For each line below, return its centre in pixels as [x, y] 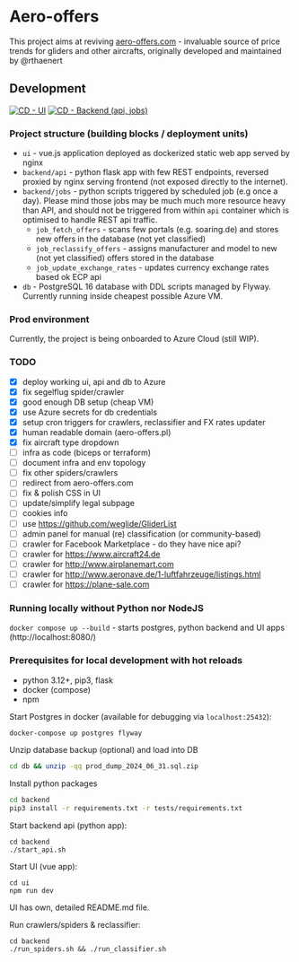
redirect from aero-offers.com [78, 483]
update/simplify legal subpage [78, 503]
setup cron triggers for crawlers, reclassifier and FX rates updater [144, 422]
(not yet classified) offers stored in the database [125, 258]
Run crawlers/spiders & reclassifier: [75, 925]
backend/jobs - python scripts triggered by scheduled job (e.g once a [150, 191]
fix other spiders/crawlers [70, 473]
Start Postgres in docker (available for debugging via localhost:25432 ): [141, 716]
